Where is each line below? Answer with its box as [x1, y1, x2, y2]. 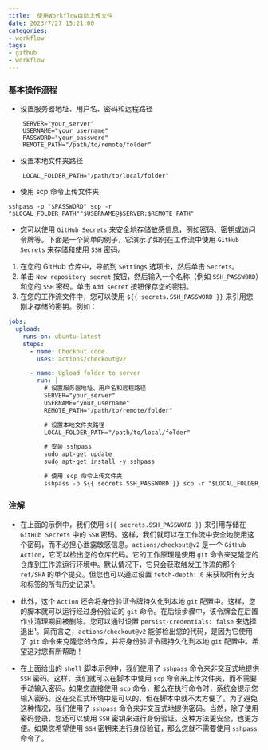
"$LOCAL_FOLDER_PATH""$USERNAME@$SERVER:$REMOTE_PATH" [8, 209, 195, 218]
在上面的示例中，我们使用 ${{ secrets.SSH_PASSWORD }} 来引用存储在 [19, 520, 246, 529]
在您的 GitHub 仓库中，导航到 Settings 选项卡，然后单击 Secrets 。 [19, 261, 239, 272]
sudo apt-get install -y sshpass [43, 457, 156, 466]
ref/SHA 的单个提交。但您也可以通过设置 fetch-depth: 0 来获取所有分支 [19, 569, 255, 580]
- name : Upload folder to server [29, 369, 141, 377]
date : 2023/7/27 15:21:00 [8, 19, 94, 27]
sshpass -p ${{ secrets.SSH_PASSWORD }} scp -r [43, 479, 205, 488]
